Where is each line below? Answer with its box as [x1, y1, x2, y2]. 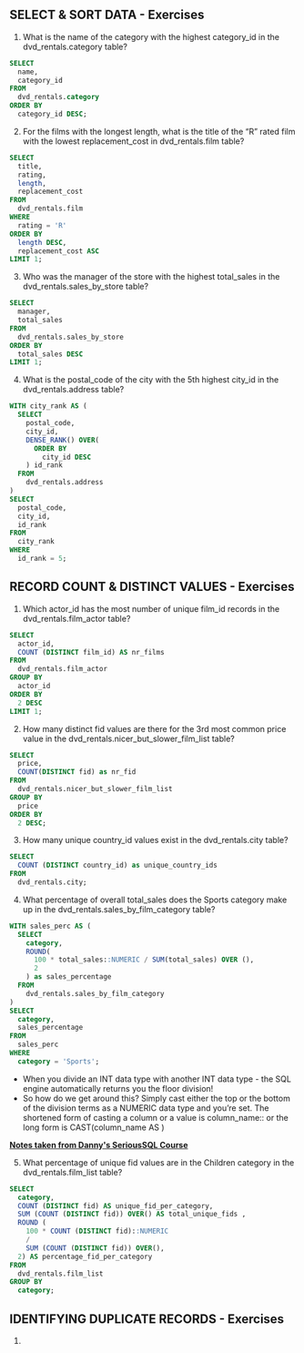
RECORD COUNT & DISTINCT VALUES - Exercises [9, 579, 295, 595]
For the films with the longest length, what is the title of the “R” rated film [22, 126, 296, 137]
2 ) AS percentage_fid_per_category [17, 1252, 153, 1261]
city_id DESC [42, 453, 92, 462]
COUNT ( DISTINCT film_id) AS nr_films [17, 647, 166, 656]
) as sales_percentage [25, 972, 112, 982]
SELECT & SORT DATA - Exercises [9, 7, 205, 23]
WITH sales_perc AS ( [9, 921, 92, 931]
